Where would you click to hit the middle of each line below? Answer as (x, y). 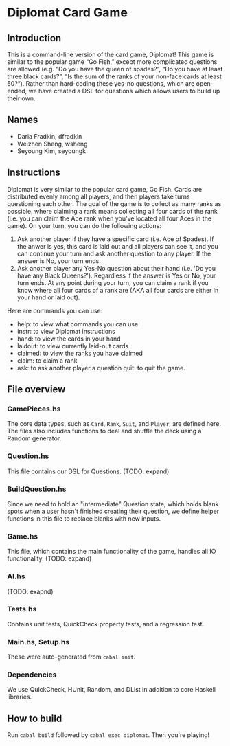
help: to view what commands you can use (78, 324)
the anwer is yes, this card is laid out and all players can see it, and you (117, 246)
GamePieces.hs (34, 409)
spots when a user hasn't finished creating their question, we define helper (113, 511)
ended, (17, 91)
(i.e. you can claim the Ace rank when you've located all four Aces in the (109, 218)
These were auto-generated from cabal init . (71, 657)
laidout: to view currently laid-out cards (73, 346)
